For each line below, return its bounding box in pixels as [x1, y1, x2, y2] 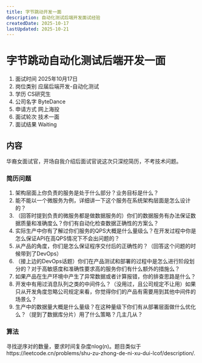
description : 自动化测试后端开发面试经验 [6, 15, 101, 21]
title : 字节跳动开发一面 [6, 9, 62, 15]
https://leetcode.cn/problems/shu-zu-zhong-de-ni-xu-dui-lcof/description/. [6, 349, 196, 356]
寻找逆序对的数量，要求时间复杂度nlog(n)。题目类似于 [6, 342, 141, 350]
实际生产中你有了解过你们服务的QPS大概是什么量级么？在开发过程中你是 [15, 227, 197, 235]
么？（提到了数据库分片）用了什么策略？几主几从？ [15, 311, 143, 318]
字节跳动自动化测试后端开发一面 [6, 54, 166, 67]
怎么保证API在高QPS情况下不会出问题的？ [15, 235, 120, 242]
